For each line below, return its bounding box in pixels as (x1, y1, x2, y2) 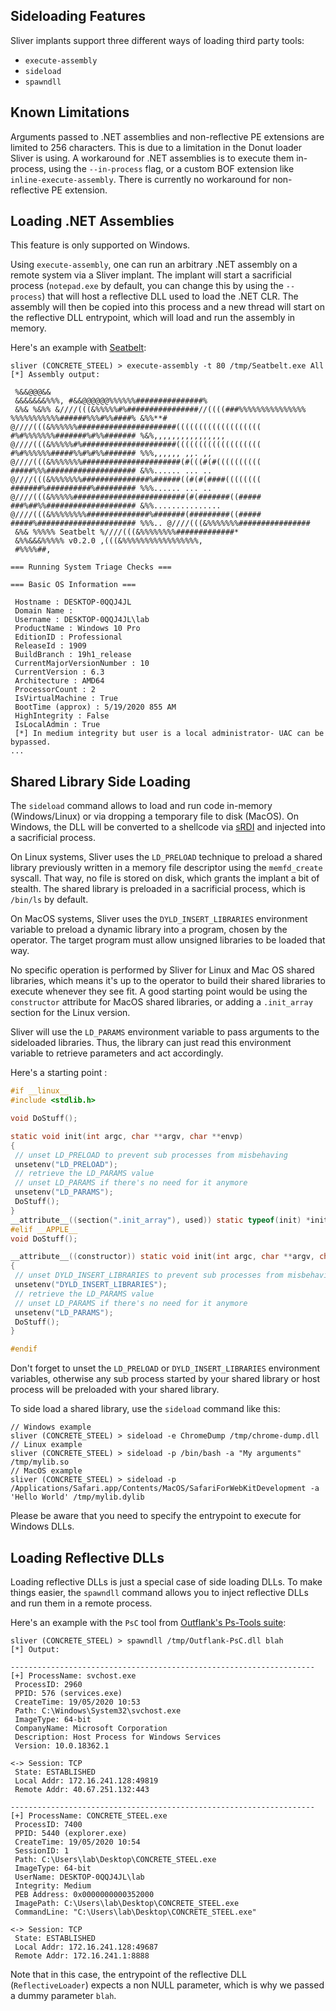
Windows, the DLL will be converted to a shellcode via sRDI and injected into (10, 821, 326, 833)
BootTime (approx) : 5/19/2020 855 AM (14, 702, 177, 713)
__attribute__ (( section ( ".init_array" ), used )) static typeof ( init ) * (10, 1215, 311, 1225)
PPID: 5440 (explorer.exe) (14, 1828, 128, 1838)
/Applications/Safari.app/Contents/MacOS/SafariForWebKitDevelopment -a (10, 1484, 320, 1494)
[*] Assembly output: (10, 370, 101, 380)
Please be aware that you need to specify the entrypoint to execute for (10, 1510, 302, 1522)
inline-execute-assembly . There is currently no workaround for (10, 173, 271, 185)
